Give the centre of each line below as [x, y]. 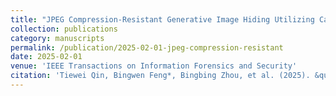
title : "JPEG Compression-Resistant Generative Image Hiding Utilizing [162, 19]
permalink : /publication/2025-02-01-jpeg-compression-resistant [147, 47]
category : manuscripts [57, 38]
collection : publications [64, 29]
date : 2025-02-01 [46, 57]
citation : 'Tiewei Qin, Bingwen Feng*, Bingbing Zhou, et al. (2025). [160, 76]
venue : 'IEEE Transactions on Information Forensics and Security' [154, 66]
